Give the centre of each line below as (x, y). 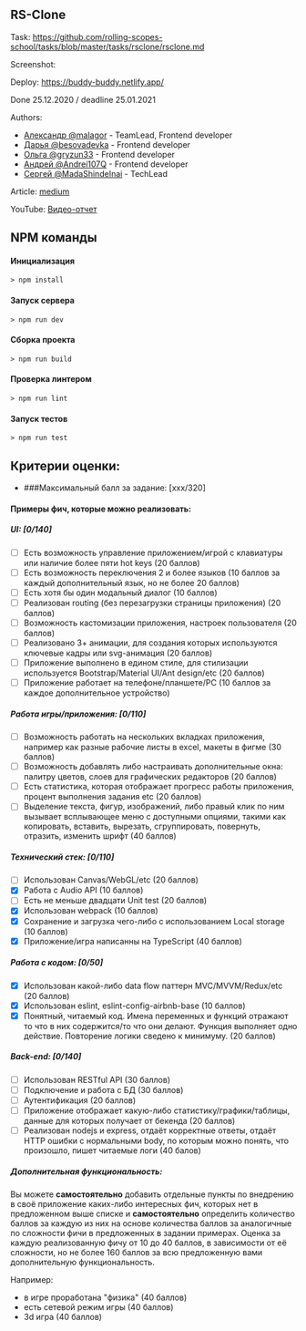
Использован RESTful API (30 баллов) (97, 1079)
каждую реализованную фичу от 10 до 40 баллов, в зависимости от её (149, 1243)
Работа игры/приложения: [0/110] (78, 714)
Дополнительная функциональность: (87, 1171)
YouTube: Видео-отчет (54, 209)
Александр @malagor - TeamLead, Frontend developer (128, 135)
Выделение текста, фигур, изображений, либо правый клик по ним (154, 807)
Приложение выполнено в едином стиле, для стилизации (136, 662)
